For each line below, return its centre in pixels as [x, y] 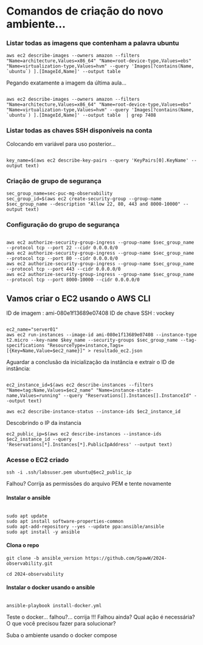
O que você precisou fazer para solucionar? [61, 624]
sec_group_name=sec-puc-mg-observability [60, 194]
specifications [26, 346]
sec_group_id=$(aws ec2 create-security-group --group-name [84, 199]
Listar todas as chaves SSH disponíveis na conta [79, 131]
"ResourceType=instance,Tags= [85, 346]
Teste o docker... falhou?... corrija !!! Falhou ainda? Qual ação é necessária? [101, 617]
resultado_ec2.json [118, 351]
